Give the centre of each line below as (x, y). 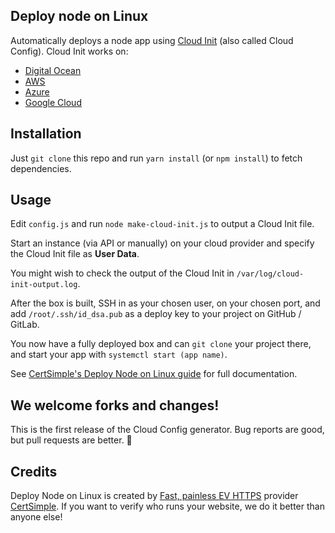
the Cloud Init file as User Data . (75, 254)
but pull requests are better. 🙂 (71, 440)
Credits (34, 471)
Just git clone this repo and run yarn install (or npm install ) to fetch (156, 158)
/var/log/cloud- (270, 274)
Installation (46, 134)
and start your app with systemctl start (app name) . (119, 355)
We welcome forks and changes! (115, 405)
